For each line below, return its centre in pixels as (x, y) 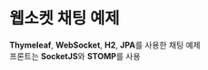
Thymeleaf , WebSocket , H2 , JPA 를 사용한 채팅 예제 (105, 45)
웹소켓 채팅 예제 (64, 18)
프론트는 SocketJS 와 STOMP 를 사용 (75, 56)
